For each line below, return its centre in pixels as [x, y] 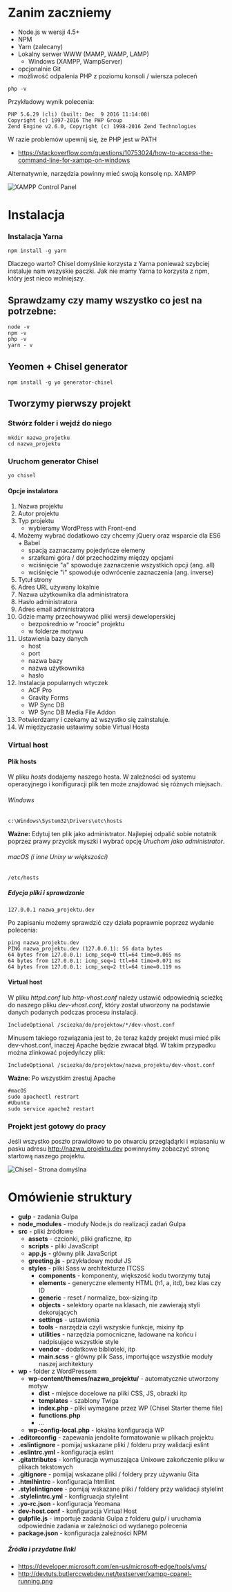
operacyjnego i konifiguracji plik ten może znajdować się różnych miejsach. [115, 784]
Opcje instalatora [33, 490]
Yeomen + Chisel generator [68, 366]
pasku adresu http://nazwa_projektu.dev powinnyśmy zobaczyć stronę [109, 1149]
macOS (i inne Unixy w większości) [58, 857]
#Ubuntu [19, 1103]
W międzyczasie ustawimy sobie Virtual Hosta [84, 727]
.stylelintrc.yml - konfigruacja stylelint [73, 1496]
